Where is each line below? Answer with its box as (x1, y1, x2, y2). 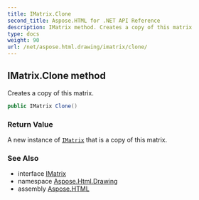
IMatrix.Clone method (7, 70, 107, 82)
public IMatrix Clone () (7, 102, 78, 110)
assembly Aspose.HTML (17, 184, 90, 193)
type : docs (7, 30, 40, 38)
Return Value (7, 119, 53, 129)
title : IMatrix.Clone (7, 10, 72, 18)
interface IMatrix (17, 169, 66, 178)
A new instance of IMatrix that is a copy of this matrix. (7, 135, 168, 144)
